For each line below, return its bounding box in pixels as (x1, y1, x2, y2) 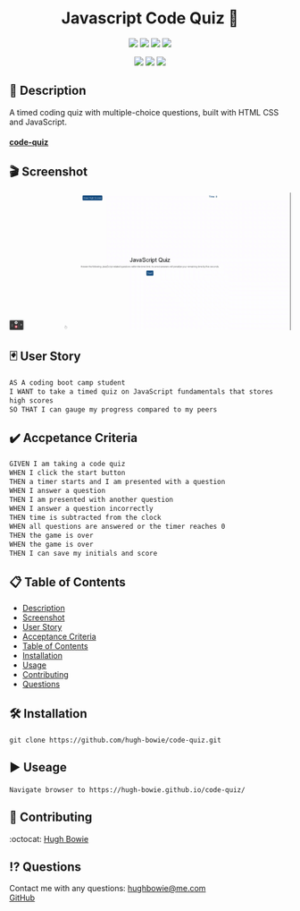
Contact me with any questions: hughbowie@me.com (9, 883, 206, 894)
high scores (9, 396, 54, 405)
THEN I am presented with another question (9, 496, 174, 505)
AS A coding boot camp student (9, 378, 126, 387)
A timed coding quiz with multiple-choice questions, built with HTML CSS (9, 106, 279, 117)
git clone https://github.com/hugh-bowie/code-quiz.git (9, 736, 221, 745)
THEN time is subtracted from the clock (9, 514, 162, 523)
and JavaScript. (9, 116, 67, 127)
